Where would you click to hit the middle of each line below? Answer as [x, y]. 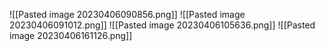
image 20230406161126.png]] [71, 35]
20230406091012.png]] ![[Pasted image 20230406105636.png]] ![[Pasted [162, 25]
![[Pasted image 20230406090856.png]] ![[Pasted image [127, 14]
